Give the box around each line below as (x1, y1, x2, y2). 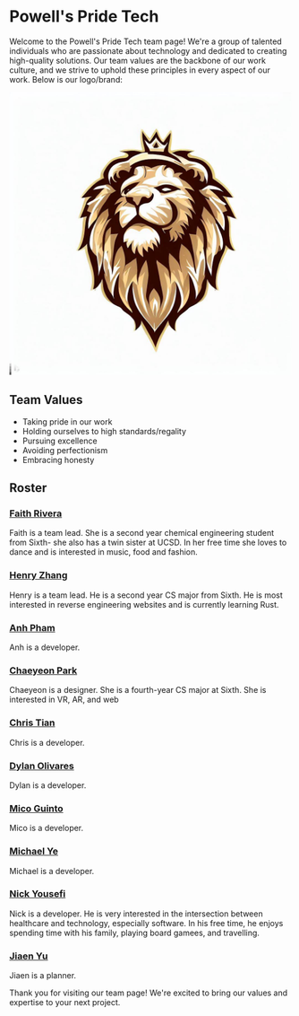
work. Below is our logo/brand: (9, 74, 123, 84)
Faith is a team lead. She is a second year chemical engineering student (9, 528, 275, 539)
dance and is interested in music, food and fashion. (9, 547, 199, 557)
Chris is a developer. (9, 737, 85, 748)
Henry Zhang (9, 569, 68, 582)
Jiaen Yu (9, 950, 48, 962)
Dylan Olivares (9, 759, 74, 772)
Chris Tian (9, 716, 56, 729)
